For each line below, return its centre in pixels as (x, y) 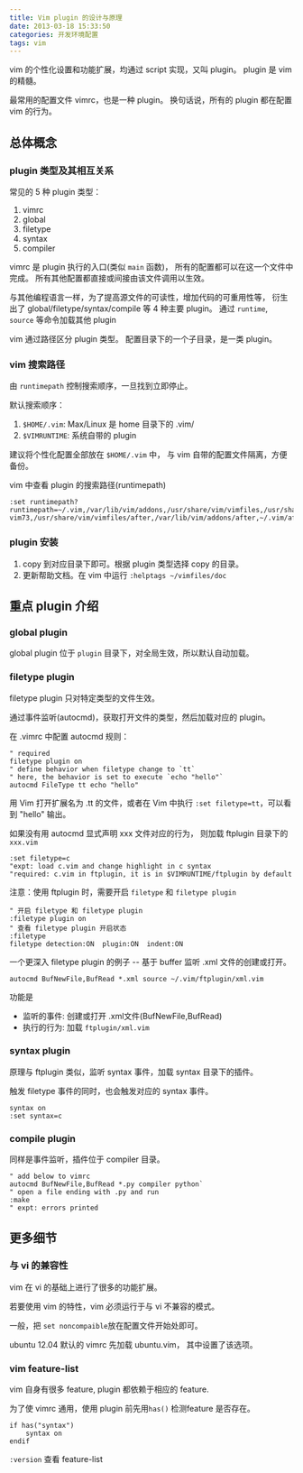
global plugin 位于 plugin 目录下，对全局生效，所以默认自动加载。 (132, 653)
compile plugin (43, 1138)
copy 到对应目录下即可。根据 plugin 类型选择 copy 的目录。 (133, 564)
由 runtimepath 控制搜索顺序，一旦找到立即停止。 (101, 386)
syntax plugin (40, 1051)
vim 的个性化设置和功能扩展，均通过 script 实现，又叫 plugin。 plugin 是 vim (151, 69)
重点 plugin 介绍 (54, 606)
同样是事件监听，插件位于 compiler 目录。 (87, 1159)
